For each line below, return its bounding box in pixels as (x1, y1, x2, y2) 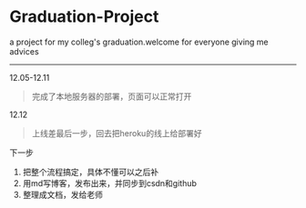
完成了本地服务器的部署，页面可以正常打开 (31, 91, 192, 102)
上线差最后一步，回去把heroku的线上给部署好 (31, 127, 202, 138)
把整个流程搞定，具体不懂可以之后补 (22, 166, 159, 177)
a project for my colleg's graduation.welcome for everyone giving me (9, 36, 269, 47)
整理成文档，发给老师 (22, 189, 103, 200)
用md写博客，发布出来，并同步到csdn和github (22, 177, 198, 188)
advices (9, 45, 39, 56)
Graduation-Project (9, 6, 159, 27)
